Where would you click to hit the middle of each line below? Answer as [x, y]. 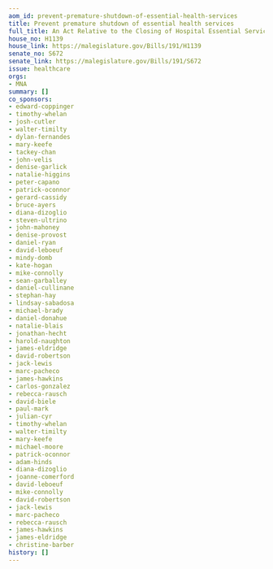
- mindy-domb [30, 258]
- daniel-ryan [32, 243]
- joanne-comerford [41, 477]
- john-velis [30, 159]
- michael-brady [36, 311]
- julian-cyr [30, 417]
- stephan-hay [32, 296]
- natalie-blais [36, 326]
